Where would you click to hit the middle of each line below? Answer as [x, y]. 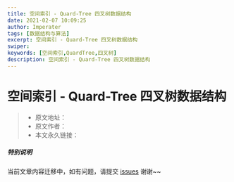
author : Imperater [34, 27]
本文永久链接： [57, 135]
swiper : [19, 46]
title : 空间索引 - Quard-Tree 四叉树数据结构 [69, 14]
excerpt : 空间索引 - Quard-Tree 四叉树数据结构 [73, 40]
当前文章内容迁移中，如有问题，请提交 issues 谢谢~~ [84, 171]
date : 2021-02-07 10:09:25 [47, 20]
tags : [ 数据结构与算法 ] [38, 33]
